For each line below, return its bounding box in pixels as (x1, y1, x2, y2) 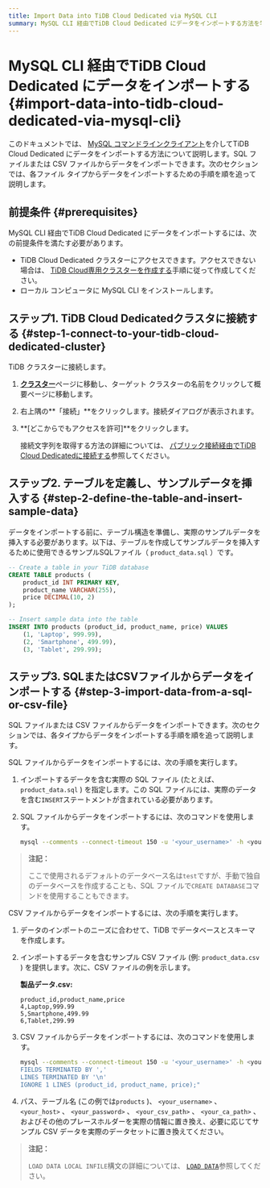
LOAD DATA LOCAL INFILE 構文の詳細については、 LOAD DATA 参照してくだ (27, 1161, 261, 1170)
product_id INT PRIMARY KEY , (22, 578, 121, 587)
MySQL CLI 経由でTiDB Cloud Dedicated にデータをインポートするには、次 (8, 228, 257, 238)
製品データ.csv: (19, 980, 73, 990)
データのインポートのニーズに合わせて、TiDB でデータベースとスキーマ (19, 925, 256, 935)
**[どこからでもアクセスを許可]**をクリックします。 (19, 424, 194, 434)
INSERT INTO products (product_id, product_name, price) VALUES (8, 623, 228, 631)
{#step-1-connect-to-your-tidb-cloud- (21, 326, 219, 340)
